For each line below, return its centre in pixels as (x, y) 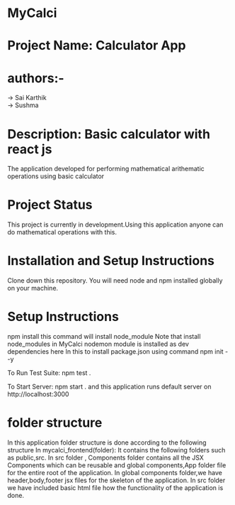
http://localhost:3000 (38, 394)
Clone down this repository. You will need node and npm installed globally (115, 281)
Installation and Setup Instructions (111, 261)
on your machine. (33, 288)
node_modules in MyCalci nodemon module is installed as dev (98, 344)
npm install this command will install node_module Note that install (104, 337)
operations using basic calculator (56, 176)
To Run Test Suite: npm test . (49, 373)
